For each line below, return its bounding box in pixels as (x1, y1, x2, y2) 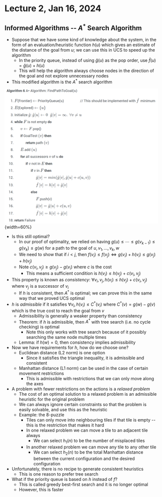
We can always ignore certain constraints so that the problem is (18, 402, 147, 407)
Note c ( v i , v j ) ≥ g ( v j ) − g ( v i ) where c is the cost (18, 264, 112, 271)
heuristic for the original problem (18, 396, 85, 402)
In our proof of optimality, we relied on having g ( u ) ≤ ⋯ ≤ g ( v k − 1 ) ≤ (18, 239, 155, 246)
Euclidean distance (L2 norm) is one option (18, 350, 106, 356)
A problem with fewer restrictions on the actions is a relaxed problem (11, 386, 150, 392)
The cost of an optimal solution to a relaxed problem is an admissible (18, 391, 157, 397)
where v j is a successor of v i (11, 283, 69, 290)
